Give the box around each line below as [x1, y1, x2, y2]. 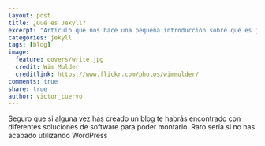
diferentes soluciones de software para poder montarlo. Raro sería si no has [8, 122, 256, 132]
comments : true [8, 77, 58, 85]
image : [8, 48, 30, 56]
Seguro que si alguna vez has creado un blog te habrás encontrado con [8, 114, 241, 123]
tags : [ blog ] [8, 41, 51, 49]
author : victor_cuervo [8, 92, 83, 100]
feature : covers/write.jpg [15, 56, 104, 64]
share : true [8, 84, 47, 93]
